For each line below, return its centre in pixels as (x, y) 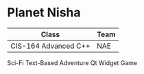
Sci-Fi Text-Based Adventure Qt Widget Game (72, 62)
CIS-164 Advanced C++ (50, 46)
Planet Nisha (44, 13)
